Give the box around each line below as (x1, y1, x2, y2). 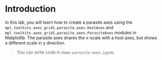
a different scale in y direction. (5, 40, 66, 45)
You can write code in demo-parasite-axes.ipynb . (16, 49, 115, 55)
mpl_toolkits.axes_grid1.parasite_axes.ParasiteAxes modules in (5, 30, 136, 35)
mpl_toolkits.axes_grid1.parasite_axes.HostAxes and (5, 24, 114, 30)
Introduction (5, 3, 56, 15)
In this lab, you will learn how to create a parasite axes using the (5, 19, 133, 25)
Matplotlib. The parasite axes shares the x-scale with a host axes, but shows (5, 35, 157, 41)
